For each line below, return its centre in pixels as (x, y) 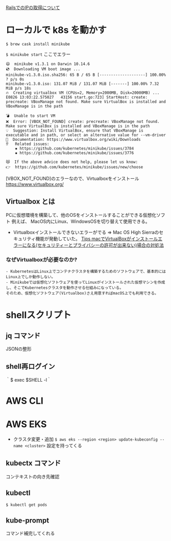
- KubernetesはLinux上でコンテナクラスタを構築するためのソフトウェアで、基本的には (86, 272)
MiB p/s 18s (18, 88)
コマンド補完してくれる (30, 533)
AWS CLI (25, 401)
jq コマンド (23, 335)
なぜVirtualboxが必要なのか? (42, 259)
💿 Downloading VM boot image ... (43, 69)
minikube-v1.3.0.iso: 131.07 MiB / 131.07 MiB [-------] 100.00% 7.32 (82, 84)
